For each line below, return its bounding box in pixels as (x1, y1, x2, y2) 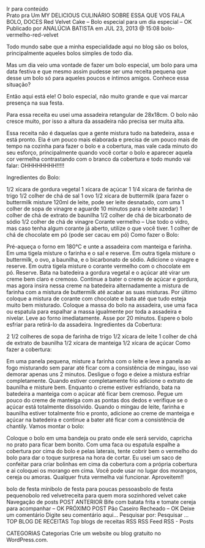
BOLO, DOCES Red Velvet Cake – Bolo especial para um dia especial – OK (6, 18, 192, 25)
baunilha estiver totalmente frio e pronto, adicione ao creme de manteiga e (6, 410, 195, 417)
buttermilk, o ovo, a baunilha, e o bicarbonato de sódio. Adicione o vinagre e (6, 256, 199, 263)
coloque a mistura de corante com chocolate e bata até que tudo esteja (6, 295, 187, 302)
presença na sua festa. (6, 99, 64, 106)
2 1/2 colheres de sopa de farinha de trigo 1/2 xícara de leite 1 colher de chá (6, 333, 198, 340)
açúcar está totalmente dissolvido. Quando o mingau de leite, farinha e (6, 403, 185, 410)
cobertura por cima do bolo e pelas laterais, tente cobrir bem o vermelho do (6, 448, 198, 454)
